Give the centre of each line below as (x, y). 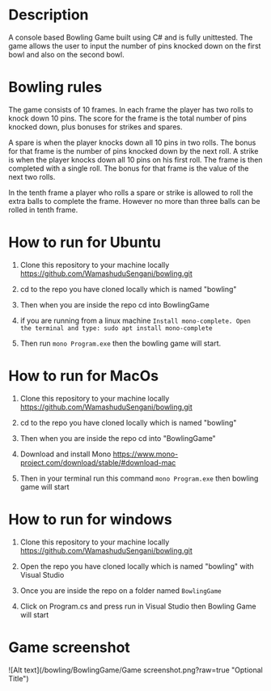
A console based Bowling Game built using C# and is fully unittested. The (131, 37)
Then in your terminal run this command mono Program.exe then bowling (139, 478)
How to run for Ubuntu (85, 242)
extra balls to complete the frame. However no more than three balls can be (134, 201)
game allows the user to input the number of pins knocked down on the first (135, 45)
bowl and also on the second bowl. (66, 54)
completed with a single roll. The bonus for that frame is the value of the (129, 168)
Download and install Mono (66, 454)
